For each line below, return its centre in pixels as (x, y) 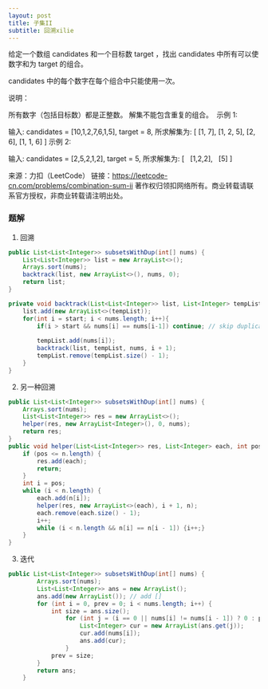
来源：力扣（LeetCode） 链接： (61, 175)
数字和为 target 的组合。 (48, 64)
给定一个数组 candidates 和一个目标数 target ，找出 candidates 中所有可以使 (134, 54)
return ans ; (57, 671)
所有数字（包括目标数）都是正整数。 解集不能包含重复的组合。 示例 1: (123, 115)
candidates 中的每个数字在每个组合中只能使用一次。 (94, 81)
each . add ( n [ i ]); (64, 498)
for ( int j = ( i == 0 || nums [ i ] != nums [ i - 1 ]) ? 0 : (160, 619)
